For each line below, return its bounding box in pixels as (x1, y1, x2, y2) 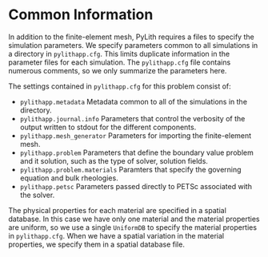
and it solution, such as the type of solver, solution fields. (19, 156, 208, 165)
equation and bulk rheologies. (19, 173, 118, 183)
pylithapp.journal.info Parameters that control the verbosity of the (19, 113, 246, 123)
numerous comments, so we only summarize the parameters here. (8, 65, 227, 75)
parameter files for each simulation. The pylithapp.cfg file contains (8, 57, 231, 67)
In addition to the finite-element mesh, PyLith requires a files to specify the (8, 32, 254, 42)
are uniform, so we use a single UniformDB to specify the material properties (8, 222, 258, 232)
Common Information (8, 6, 154, 24)
